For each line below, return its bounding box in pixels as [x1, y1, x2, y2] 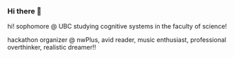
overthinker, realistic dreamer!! [7, 43, 97, 52]
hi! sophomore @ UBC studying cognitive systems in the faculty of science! [7, 22, 228, 31]
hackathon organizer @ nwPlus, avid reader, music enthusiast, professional [7, 36, 226, 44]
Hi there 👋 [7, 6, 42, 16]
